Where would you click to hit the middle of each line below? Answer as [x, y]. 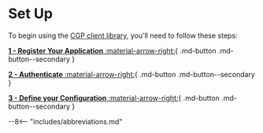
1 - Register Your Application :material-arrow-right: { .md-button [112, 50]
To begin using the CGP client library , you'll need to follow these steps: [123, 35]
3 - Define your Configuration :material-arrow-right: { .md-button [114, 98]
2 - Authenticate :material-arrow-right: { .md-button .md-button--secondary [132, 74]
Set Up [31, 14]
